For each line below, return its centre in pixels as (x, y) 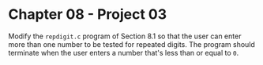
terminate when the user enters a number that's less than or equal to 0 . (124, 52)
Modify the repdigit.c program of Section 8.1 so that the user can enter (125, 36)
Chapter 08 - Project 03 (88, 14)
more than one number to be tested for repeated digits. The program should (131, 44)
